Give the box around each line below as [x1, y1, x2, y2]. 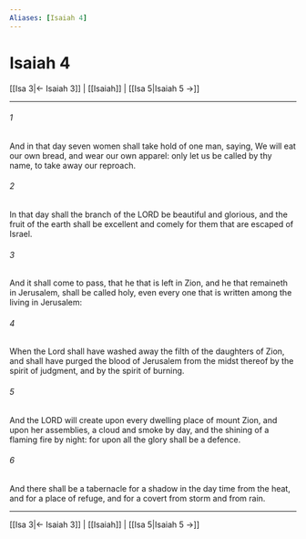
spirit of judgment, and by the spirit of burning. [9, 366, 185, 377]
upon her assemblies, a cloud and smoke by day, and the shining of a [9, 424, 270, 435]
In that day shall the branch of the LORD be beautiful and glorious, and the [9, 209, 289, 220]
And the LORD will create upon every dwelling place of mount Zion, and [9, 414, 278, 425]
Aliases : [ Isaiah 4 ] [9, 13, 88, 23]
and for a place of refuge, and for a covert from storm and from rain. [9, 492, 266, 503]
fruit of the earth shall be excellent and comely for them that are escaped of [9, 218, 294, 229]
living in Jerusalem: [9, 297, 83, 308]
